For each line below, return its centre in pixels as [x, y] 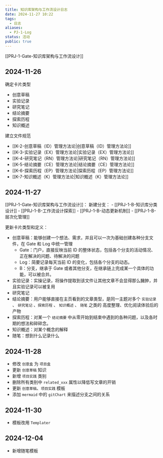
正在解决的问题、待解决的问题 [49, 256]
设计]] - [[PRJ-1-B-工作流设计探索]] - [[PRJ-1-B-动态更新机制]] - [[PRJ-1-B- [81, 211]
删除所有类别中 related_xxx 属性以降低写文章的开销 [64, 382]
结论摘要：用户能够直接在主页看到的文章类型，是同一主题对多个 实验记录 [84, 299]
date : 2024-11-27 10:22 [29, 14]
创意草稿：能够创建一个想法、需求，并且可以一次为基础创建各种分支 [81, 238]
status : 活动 [18, 37]
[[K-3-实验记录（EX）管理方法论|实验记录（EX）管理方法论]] [73, 152]
